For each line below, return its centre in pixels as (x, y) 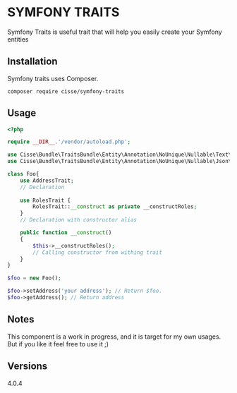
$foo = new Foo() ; (34, 278)
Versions (28, 367)
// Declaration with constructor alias (79, 220)
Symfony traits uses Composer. (53, 78)
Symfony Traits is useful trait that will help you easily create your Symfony (115, 32)
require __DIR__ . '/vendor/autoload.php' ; (69, 142)
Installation (32, 62)
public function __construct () (66, 233)
